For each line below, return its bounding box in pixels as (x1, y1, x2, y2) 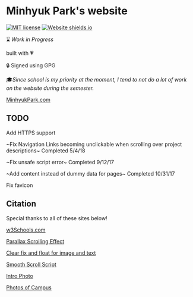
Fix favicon (6, 182, 33, 189)
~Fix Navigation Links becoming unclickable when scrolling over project (6, 140, 182, 148)
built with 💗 (6, 49, 34, 57)
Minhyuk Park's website (6, 4, 128, 18)
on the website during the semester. (6, 85, 94, 92)
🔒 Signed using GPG (6, 61, 56, 69)
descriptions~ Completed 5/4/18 (6, 147, 86, 154)
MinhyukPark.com (6, 96, 50, 103)
